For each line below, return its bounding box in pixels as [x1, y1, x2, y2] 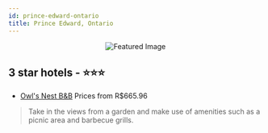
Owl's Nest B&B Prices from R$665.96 [19, 91, 148, 101]
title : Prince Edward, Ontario [8, 19, 114, 27]
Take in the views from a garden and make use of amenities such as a [27, 106, 261, 117]
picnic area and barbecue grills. [27, 115, 134, 125]
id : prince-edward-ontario [8, 11, 99, 20]
